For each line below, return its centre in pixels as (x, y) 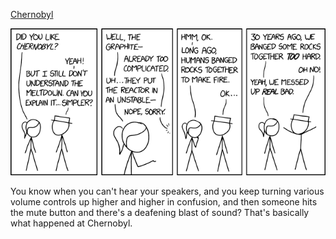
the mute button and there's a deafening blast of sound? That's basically (160, 212)
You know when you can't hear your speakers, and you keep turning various (167, 191)
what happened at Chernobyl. (71, 223)
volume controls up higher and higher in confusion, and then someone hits (164, 201)
